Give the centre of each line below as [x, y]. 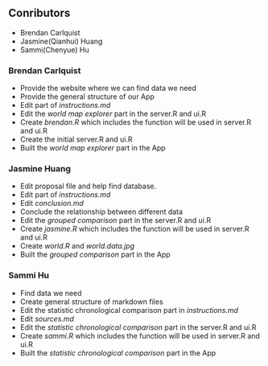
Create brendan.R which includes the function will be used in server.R [136, 122]
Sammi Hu [29, 275]
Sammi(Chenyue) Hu [55, 49]
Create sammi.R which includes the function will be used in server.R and [140, 335]
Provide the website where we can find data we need [108, 88]
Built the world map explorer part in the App [93, 148]
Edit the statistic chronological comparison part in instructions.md [129, 310]
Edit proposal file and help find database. [88, 186]
